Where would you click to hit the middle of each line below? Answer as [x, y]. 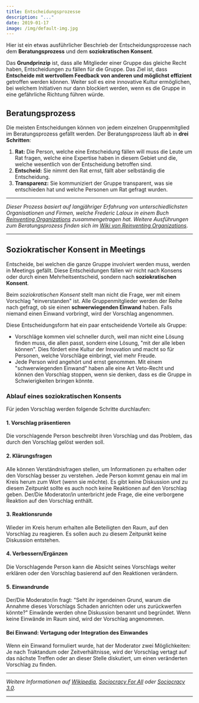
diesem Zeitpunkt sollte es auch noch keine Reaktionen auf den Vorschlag [97, 488]
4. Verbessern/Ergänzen [37, 554]
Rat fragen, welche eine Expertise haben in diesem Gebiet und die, [96, 158]
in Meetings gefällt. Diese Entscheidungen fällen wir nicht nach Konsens [94, 270]
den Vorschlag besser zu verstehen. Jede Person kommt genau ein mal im [97, 475]
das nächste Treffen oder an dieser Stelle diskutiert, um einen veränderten [97, 658]
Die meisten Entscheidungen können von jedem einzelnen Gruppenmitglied [98, 128]
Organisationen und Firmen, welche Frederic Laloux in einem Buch [88, 213]
